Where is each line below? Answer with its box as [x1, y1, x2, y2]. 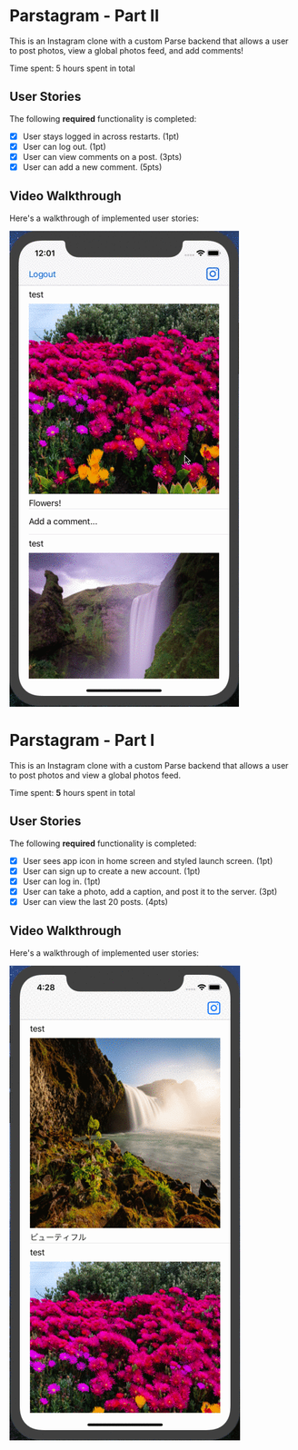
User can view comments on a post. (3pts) [22, 151, 183, 162]
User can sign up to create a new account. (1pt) [22, 865, 201, 877]
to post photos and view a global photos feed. [9, 770, 182, 780]
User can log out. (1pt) [22, 141, 106, 152]
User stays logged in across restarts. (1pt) [22, 131, 180, 142]
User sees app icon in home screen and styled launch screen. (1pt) [22, 855, 273, 866]
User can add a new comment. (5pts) [22, 161, 163, 173]
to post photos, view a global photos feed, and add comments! [9, 45, 243, 55]
